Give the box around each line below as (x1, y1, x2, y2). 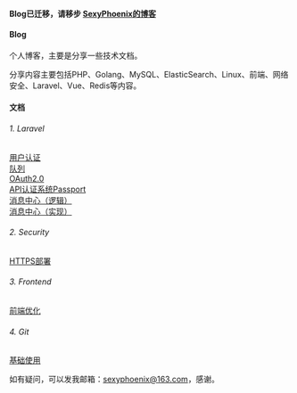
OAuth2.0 (9, 173, 45, 184)
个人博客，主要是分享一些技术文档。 (9, 50, 143, 61)
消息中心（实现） (9, 206, 72, 217)
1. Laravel (9, 123, 45, 134)
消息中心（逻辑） (9, 194, 72, 205)
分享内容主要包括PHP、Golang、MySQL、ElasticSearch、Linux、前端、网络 (9, 69, 289, 79)
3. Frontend (9, 276, 52, 287)
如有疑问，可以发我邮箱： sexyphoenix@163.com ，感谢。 (9, 374, 220, 385)
